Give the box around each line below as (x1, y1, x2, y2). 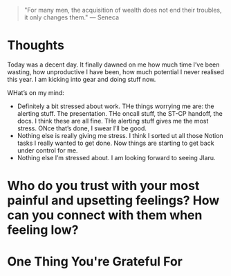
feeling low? (7, 222, 79, 238)
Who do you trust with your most (7, 178, 200, 193)
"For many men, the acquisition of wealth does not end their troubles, (24, 6, 223, 14)
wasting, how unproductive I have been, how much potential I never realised (7, 67, 225, 76)
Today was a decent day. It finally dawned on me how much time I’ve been (7, 60, 220, 69)
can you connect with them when (7, 207, 203, 223)
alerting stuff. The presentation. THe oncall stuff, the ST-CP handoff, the (17, 109, 223, 117)
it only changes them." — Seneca (24, 13, 120, 21)
